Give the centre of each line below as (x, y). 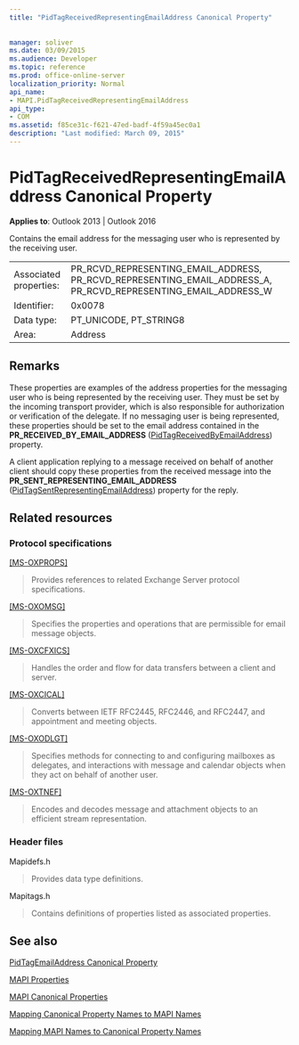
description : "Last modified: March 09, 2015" (97, 134)
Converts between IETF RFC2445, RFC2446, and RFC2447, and (148, 712)
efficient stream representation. (89, 819)
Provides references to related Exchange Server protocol (135, 580)
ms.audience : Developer (53, 59)
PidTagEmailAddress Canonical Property (84, 962)
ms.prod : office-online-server (67, 76)
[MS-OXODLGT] (39, 739)
